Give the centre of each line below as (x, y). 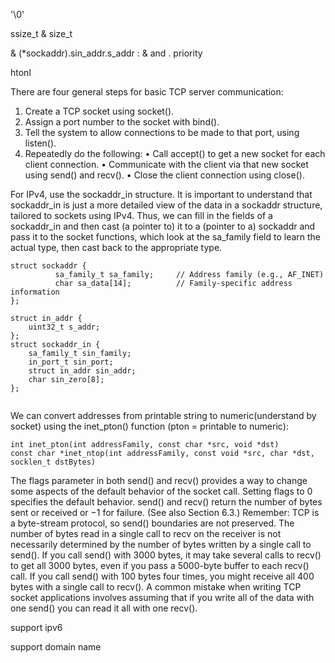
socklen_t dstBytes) (53, 462)
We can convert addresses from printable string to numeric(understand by (163, 415)
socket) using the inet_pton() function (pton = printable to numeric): (149, 426)
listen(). (40, 143)
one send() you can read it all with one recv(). (104, 608)
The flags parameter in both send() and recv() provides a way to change (159, 480)
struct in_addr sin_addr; (82, 371)
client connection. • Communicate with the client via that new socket (166, 164)
